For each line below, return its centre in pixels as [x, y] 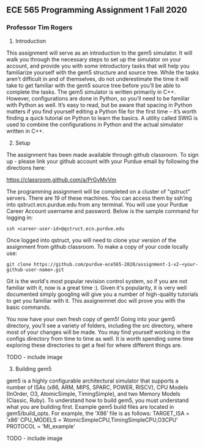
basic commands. [29, 307]
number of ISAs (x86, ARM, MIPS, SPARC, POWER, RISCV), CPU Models [97, 387]
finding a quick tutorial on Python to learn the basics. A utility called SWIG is [102, 118]
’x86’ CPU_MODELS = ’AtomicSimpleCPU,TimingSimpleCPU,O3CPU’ [92, 420]
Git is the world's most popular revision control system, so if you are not [97, 281]
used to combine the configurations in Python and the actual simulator [95, 124]
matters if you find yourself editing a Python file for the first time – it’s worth [102, 111]
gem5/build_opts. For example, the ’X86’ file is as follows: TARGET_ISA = [98, 413]
